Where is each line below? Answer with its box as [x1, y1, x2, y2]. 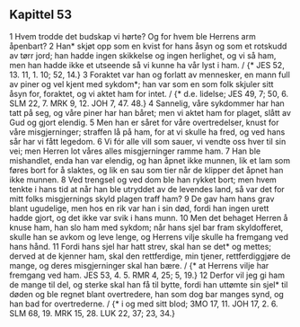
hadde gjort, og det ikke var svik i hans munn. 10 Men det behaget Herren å [9, 212, 288, 223]
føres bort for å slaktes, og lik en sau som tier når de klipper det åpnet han [9, 164, 284, 175]
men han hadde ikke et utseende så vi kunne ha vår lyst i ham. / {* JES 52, [9, 59, 285, 70]
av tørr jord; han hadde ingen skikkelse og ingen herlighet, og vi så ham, [9, 49, 277, 61]
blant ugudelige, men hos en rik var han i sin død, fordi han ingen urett [9, 202, 269, 214]
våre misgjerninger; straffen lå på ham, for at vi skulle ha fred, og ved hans [9, 126, 286, 137]
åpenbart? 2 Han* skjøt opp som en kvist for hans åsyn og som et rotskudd [9, 40, 287, 51]
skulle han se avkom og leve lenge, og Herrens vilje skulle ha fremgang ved [9, 231, 289, 242]
